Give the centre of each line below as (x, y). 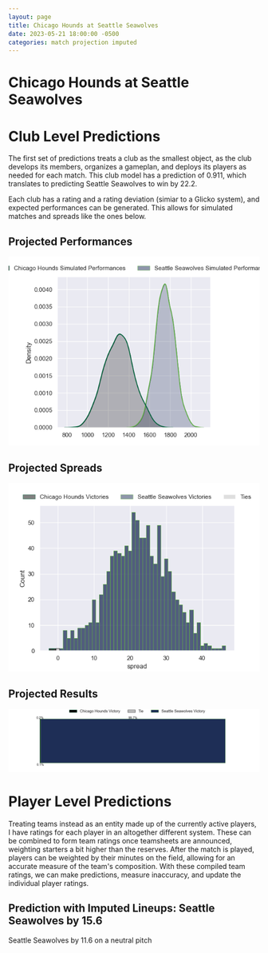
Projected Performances (71, 241)
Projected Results (53, 694)
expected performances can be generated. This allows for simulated (121, 208)
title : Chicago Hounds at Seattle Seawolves (83, 25)
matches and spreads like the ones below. (77, 217)
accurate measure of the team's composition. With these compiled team (127, 866)
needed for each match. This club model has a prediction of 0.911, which (128, 175)
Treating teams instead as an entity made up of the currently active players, (132, 823)
